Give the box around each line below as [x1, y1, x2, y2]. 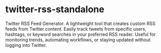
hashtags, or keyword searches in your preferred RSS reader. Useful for [5, 31, 156, 37]
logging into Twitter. [5, 42, 47, 48]
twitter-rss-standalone [5, 4, 104, 15]
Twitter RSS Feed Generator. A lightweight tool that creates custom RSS [5, 20, 156, 26]
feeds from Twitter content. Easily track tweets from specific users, [5, 25, 147, 32]
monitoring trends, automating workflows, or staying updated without [5, 37, 151, 43]
